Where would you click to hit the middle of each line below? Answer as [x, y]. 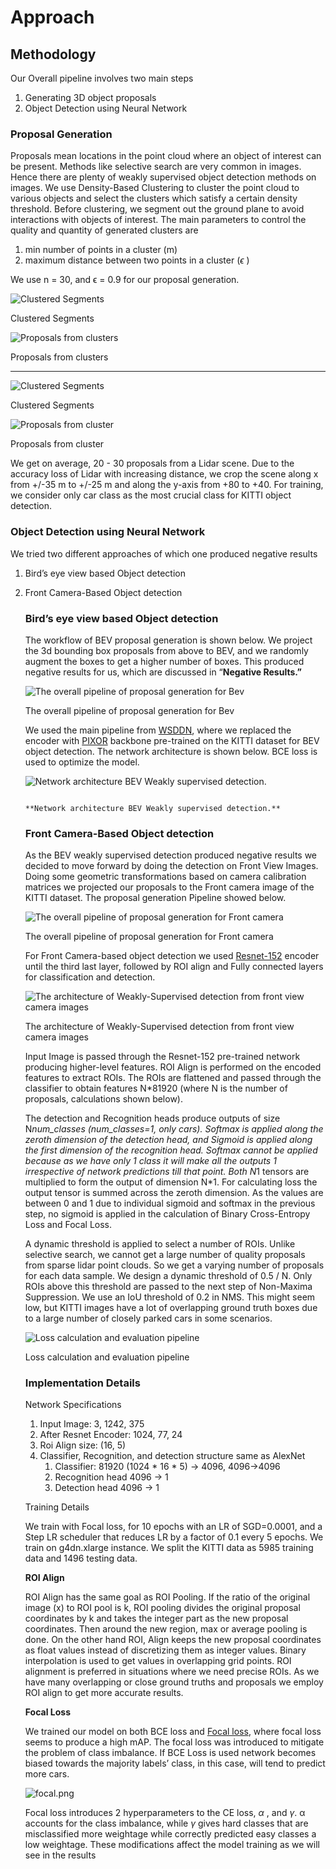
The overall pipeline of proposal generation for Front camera [149, 937]
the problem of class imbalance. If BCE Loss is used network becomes [170, 1753]
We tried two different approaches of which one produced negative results [164, 553]
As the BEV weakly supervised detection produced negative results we [171, 855]
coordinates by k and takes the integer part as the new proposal [156, 1618]
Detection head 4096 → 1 [107, 1488]
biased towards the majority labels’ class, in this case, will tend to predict [175, 1763]
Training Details [57, 1507]
